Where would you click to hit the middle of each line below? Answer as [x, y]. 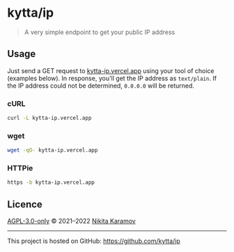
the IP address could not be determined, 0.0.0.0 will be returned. [101, 86]
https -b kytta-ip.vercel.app [51, 182]
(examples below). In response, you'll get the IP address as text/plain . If [112, 78]
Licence [25, 204]
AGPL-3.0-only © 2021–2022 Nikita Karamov [71, 221]
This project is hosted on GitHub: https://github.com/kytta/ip [94, 241]
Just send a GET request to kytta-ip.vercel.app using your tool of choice [111, 70]
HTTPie [20, 168]
